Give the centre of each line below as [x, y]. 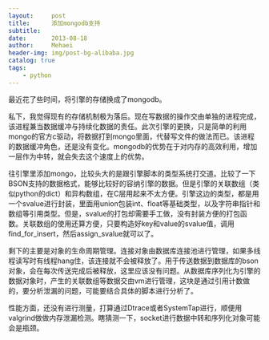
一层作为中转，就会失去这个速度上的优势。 [78, 156]
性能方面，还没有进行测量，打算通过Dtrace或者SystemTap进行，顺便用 [125, 308]
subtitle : [25, 30]
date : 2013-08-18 [48, 38]
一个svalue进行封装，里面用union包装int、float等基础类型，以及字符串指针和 [134, 203]
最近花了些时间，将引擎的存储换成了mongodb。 [87, 99]
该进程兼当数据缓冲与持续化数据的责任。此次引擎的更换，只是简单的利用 [127, 126]
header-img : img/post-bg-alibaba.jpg [71, 53]
